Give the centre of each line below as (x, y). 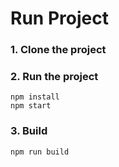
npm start (31, 106)
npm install (35, 97)
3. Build (29, 131)
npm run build (40, 152)
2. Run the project (54, 77)
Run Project (59, 18)
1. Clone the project (58, 50)
